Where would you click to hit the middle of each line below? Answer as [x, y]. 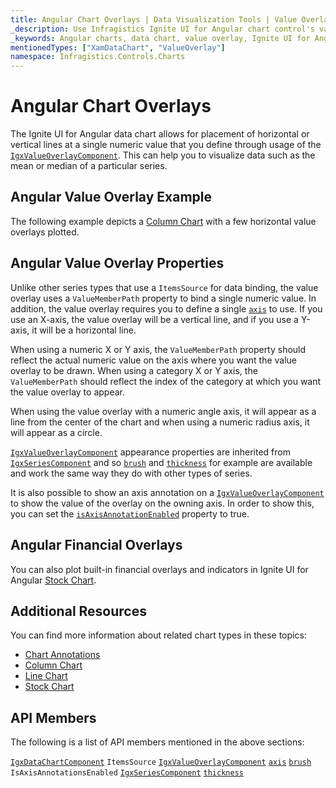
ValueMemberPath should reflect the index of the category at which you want [166, 381]
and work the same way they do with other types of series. [131, 473]
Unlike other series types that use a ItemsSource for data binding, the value [164, 287]
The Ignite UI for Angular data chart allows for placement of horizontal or [160, 134]
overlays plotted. [45, 232]
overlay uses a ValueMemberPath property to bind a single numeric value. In [163, 298]
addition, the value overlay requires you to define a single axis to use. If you [166, 308]
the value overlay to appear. [67, 392]
